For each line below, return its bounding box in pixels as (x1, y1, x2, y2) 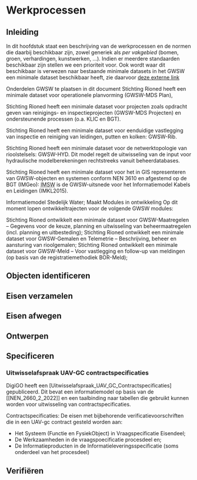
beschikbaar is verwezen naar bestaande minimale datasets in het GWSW (6, 68, 185, 74)
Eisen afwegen (6, 311, 62, 321)
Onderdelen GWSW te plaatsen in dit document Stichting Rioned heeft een (6, 85, 186, 92)
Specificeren (6, 351, 55, 361)
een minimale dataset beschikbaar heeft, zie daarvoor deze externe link (6, 74, 180, 81)
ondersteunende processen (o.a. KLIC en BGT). (6, 115, 121, 123)
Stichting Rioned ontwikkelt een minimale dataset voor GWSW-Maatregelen (6, 216, 189, 223)
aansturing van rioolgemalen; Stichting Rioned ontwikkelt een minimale (6, 241, 178, 248)
